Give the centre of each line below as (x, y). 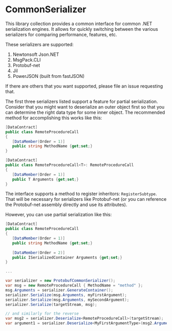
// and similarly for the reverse (42, 314)
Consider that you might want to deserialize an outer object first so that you (85, 107)
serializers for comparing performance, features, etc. (61, 34)
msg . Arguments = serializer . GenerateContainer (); (59, 290)
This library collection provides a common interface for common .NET (79, 24)
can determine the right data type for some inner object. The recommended (85, 112)
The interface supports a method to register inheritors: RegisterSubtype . (81, 194)
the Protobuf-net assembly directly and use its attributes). (66, 205)
